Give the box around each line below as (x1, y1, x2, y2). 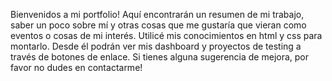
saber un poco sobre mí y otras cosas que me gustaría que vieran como (10, 19, 307, 31)
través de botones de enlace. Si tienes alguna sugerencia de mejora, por (10, 51, 310, 63)
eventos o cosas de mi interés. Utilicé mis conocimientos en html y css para (10, 30, 323, 41)
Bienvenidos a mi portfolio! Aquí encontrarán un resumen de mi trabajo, (10, 9, 305, 20)
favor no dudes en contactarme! (10, 62, 143, 73)
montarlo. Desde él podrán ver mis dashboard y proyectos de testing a (10, 40, 302, 52)
